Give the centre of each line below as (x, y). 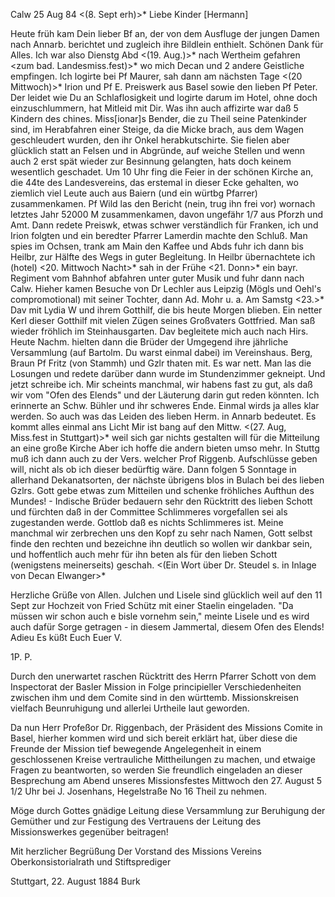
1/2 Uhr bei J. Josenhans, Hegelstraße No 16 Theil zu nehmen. (138, 791)
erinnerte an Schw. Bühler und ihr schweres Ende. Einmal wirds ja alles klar (165, 405)
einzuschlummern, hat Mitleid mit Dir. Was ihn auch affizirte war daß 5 (154, 108)
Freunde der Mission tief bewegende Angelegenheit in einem (136, 748)
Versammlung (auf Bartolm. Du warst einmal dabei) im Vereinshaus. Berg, (161, 352)
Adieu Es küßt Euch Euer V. (66, 637)
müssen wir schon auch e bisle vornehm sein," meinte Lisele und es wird (160, 616)
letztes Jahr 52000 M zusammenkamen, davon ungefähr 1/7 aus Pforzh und (166, 214)
